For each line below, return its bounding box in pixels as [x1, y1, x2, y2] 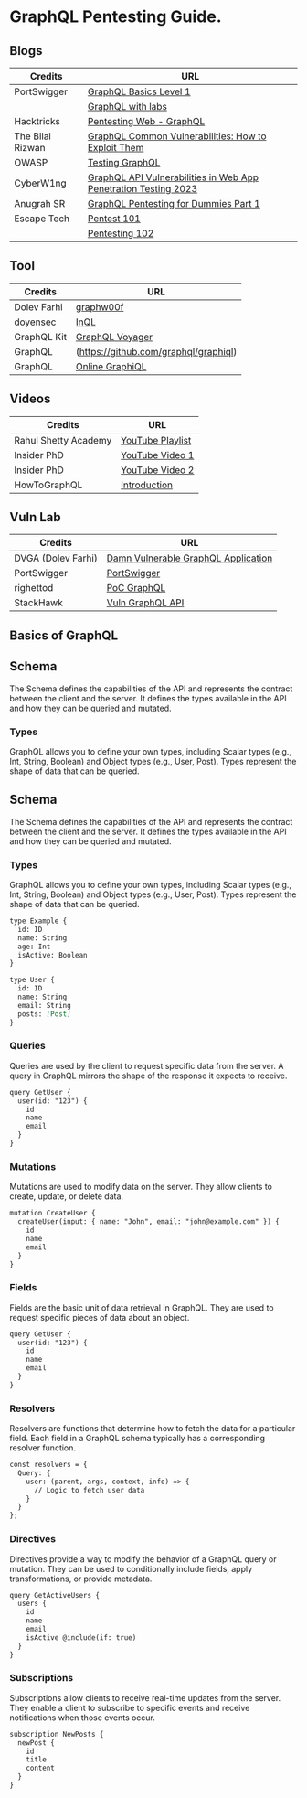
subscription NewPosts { [9, 1729, 104, 1739]
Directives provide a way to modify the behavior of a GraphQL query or [9, 1553, 277, 1565]
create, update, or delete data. [9, 1191, 124, 1202]
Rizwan [14, 142, 46, 154]
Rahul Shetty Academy [14, 433, 112, 446]
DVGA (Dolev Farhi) [14, 551, 98, 564]
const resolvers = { [9, 1461, 89, 1470]
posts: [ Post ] [17, 1009, 71, 1019]
